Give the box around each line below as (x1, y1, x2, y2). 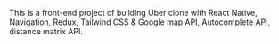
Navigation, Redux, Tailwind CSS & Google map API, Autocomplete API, (9, 17, 271, 27)
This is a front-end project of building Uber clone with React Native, (9, 8, 258, 18)
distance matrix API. (9, 26, 83, 36)
